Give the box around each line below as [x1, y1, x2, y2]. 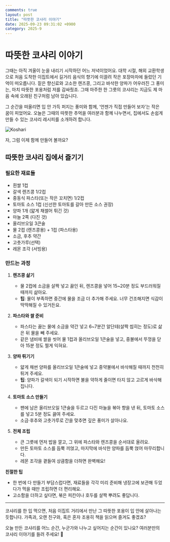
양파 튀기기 [12, 353, 34, 359]
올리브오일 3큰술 [12, 220, 46, 226]
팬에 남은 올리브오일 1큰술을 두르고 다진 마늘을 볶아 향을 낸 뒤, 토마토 [20, 404, 156, 411]
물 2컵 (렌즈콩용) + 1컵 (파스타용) [12, 226, 78, 232]
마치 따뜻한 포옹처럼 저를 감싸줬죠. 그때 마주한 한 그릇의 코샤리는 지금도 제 [12, 87, 158, 93]
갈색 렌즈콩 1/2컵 [12, 188, 47, 194]
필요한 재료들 [5, 170, 35, 177]
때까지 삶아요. [20, 289, 48, 295]
